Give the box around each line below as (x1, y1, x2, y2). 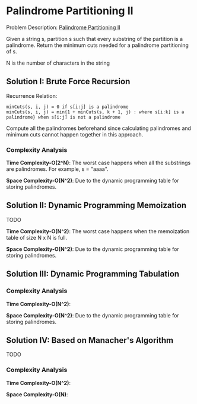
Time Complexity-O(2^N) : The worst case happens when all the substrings (6, 159, 191, 167)
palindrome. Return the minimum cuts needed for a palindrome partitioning (6, 42, 189, 49)
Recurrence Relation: (6, 92, 58, 99)
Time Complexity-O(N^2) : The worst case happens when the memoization (6, 227, 190, 235)
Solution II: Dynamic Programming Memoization (6, 201, 187, 211)
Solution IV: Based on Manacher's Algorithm (6, 335, 174, 345)
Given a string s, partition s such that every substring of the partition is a (6, 35, 183, 42)
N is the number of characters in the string (6, 59, 110, 66)
